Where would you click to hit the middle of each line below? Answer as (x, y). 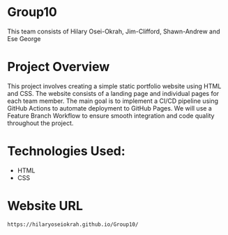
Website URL (45, 206)
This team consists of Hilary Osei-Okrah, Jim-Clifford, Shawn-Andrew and (114, 31)
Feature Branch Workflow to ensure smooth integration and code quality (111, 115)
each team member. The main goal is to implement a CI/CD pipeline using (113, 101)
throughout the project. (40, 123)
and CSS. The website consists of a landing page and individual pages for (113, 93)
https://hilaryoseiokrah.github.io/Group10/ (73, 224)
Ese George (24, 38)
